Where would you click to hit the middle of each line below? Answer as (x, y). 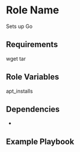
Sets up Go (19, 26)
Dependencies (33, 109)
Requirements (32, 45)
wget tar (16, 58)
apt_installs (19, 91)
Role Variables (32, 77)
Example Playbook (40, 141)
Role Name (32, 10)
